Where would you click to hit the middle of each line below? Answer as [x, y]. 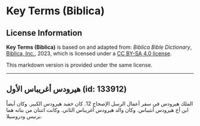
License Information [44, 33]
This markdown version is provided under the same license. [79, 65]
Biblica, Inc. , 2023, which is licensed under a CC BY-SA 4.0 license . [89, 53]
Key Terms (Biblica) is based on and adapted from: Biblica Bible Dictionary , [99, 47]
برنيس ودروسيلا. [24, 116]
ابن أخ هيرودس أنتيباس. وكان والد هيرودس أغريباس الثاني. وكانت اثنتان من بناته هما [97, 110]
